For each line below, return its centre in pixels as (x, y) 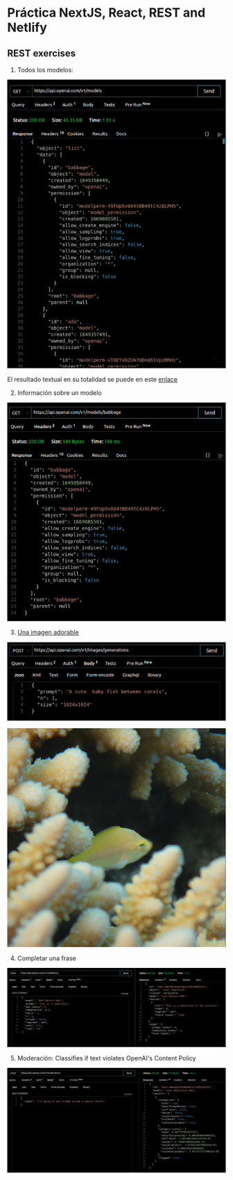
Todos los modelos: (45, 70)
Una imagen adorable (48, 632)
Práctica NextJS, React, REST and (106, 13)
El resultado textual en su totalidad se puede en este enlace (93, 380)
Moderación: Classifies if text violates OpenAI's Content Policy (106, 1058)
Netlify (27, 27)
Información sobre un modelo (59, 393)
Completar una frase (46, 958)
